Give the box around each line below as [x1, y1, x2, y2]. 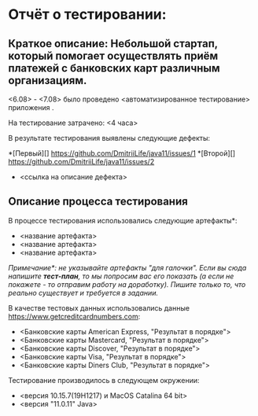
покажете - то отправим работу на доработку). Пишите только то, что [8, 279, 246, 289]
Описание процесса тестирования [8, 195, 189, 208]
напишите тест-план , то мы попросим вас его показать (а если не [8, 271, 234, 281]
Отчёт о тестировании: [8, 6, 167, 24]
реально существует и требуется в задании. [8, 288, 159, 297]
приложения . [8, 103, 54, 112]
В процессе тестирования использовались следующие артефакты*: [8, 215, 238, 225]
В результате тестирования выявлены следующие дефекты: [8, 134, 211, 142]
